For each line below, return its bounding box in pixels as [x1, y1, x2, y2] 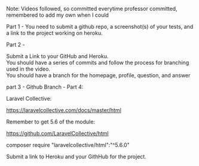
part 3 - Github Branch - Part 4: [6, 83, 84, 90]
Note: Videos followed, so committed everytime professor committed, [6, 5, 177, 12]
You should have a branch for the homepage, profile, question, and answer [6, 72, 191, 79]
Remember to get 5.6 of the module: [6, 118, 96, 125]
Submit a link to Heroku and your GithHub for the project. [6, 153, 146, 160]
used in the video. [6, 65, 51, 73]
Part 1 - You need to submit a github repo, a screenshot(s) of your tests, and [6, 23, 194, 30]
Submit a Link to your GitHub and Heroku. [6, 53, 109, 59]
